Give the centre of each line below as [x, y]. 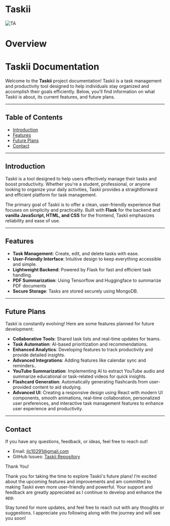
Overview [26, 44]
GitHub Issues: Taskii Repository [46, 457]
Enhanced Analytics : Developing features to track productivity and [83, 350]
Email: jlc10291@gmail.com [41, 451]
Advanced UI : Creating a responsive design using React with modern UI [88, 393]
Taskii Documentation [52, 67]
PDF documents [29, 285]
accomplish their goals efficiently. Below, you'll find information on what [80, 91]
